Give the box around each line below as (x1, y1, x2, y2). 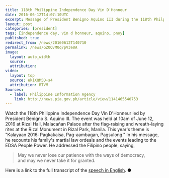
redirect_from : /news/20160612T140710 (5, 40, 87, 45)
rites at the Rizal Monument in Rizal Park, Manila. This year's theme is (5, 127, 149, 133)
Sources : (5, 87, 24, 92)
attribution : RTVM (10, 82, 49, 87)
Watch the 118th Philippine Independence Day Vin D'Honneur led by (5, 110, 145, 116)
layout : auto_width (10, 54, 51, 60)
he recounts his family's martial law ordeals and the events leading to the (5, 137, 157, 143)
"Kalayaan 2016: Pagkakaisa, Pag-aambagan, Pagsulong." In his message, (5, 132, 159, 138)
